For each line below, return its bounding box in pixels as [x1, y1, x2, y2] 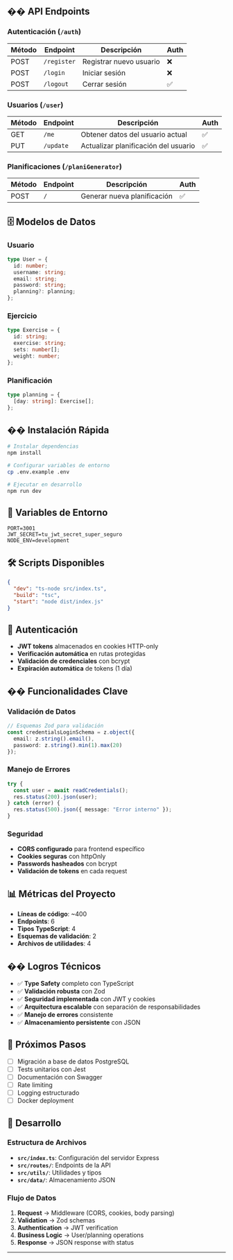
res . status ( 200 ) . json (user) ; [13, 793, 98, 800]
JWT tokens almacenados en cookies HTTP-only [17, 642, 159, 650]
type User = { [7, 255, 49, 262]
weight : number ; [13, 353, 60, 360]
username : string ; [13, 269, 67, 276]
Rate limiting [17, 1080, 53, 1089]
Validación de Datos [7, 707, 76, 716]
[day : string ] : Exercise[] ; [13, 398, 95, 405]
